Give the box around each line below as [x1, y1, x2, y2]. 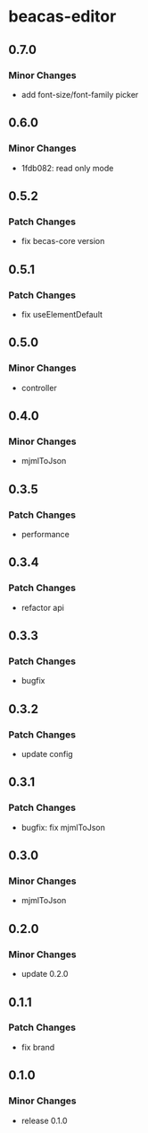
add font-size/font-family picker [21, 89, 139, 100]
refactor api [21, 602, 64, 613]
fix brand [21, 1041, 55, 1052]
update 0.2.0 [21, 969, 69, 980]
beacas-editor [8, 6, 117, 27]
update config [21, 749, 73, 760]
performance [21, 529, 70, 539]
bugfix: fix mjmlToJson [21, 822, 106, 832]
